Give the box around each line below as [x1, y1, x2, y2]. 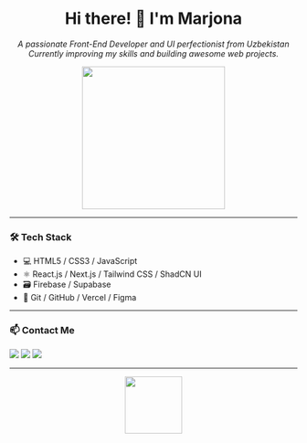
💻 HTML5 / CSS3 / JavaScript [22, 256, 138, 267]
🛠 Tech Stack [9, 230, 72, 243]
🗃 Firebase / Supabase [22, 279, 111, 290]
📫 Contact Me [9, 324, 75, 337]
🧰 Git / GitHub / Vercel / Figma [22, 292, 137, 303]
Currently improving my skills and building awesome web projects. [27, 47, 279, 58]
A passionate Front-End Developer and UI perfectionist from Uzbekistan [17, 38, 290, 49]
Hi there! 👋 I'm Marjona [64, 8, 243, 29]
